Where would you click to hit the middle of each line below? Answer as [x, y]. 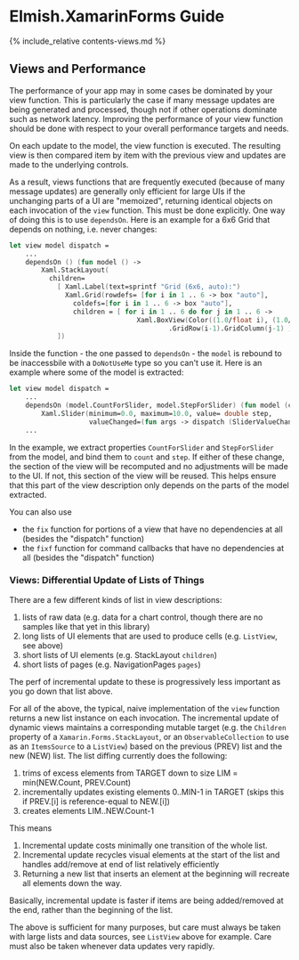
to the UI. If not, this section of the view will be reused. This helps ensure [143, 476]
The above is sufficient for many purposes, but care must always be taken [145, 927]
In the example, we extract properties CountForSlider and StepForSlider [141, 447]
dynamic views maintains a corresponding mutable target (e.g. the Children [148, 727]
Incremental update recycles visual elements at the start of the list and [151, 854]
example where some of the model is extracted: [97, 372]
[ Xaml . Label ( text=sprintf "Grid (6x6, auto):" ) [149, 287]
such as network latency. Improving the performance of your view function [146, 118]
